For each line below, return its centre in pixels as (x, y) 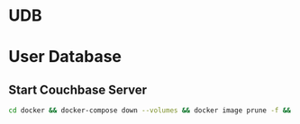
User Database (65, 57)
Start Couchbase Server (78, 89)
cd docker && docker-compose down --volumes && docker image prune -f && (150, 111)
